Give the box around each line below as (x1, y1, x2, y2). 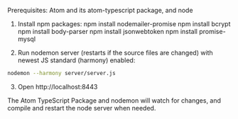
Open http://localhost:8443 (17, 82, 98, 91)
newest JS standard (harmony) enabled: (17, 56, 136, 64)
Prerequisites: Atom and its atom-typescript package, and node (7, 6, 193, 14)
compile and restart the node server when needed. (7, 103, 156, 112)
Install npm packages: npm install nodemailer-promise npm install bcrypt (17, 20, 231, 28)
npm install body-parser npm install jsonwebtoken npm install (17, 28, 198, 35)
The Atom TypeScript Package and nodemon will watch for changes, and (7, 96, 222, 105)
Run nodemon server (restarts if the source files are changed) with (17, 49, 213, 57)
